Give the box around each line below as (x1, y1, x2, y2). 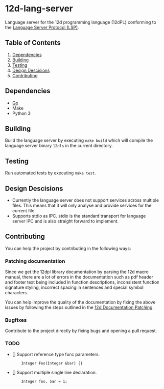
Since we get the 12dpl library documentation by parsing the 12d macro (5, 269, 149, 275)
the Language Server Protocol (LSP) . (5, 24, 79, 30)
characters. (5, 290, 28, 296)
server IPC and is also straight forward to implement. (12, 218, 119, 224)
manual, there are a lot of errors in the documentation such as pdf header (5, 274, 153, 280)
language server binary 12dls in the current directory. (5, 143, 113, 149)
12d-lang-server (5, 3, 73, 14)
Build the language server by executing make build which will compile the (5, 138, 153, 143)
